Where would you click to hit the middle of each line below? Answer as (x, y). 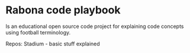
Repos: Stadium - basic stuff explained (53, 44)
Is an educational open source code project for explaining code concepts (95, 26)
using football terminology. (38, 32)
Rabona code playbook (63, 10)
